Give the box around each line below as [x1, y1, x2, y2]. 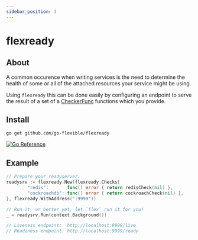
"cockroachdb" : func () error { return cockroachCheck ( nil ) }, [27, 190, 184, 196]
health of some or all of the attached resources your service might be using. [6, 79, 191, 87]
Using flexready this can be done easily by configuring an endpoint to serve [6, 91, 192, 98]
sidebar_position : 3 [6, 8, 57, 15]
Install [6, 115, 30, 125]
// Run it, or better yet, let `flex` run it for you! [6, 206, 144, 212]
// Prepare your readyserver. [6, 174, 81, 180]
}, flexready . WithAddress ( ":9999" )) [6, 196, 96, 201]
